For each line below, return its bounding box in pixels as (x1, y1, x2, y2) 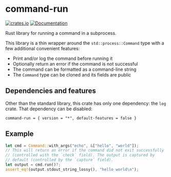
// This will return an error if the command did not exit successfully (5, 148, 164, 153)
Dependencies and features (5, 87, 96, 95)
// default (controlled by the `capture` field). (5, 158, 114, 163)
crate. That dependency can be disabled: (5, 106, 92, 112)
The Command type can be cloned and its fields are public (12, 71, 131, 77)
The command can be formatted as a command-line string (12, 66, 137, 72)
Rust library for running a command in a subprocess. (5, 30, 117, 36)
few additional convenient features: (5, 45, 80, 51)
